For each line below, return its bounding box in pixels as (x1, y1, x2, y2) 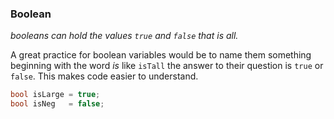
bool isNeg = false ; (10, 99, 105, 109)
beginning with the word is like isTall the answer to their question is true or (10, 60, 324, 72)
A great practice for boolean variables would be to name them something (10, 49, 312, 61)
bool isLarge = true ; (10, 90, 101, 100)
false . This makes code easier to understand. (10, 70, 199, 82)
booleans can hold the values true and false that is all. (10, 30, 239, 42)
